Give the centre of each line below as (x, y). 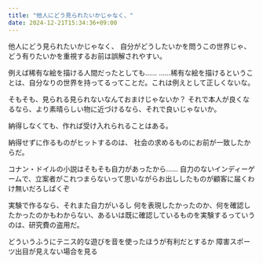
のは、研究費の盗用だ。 (46, 225)
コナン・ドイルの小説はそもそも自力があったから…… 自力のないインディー (128, 169)
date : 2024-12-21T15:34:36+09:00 (63, 23)
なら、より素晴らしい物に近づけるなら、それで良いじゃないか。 (118, 109)
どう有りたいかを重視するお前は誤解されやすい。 (87, 56)
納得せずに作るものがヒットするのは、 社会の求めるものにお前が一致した (126, 142)
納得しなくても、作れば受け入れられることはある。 (90, 126)
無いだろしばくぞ (42, 188)
